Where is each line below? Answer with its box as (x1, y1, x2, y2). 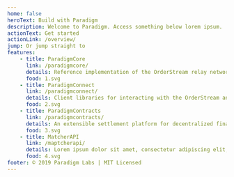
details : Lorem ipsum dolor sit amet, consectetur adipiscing (25, 146, 210, 153)
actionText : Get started (7, 29, 79, 37)
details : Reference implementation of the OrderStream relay (25, 68, 208, 75)
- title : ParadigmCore (19, 56, 86, 63)
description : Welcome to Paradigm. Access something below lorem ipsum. (7, 23, 223, 30)
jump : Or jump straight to (7, 43, 86, 49)
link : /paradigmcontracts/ (25, 114, 104, 121)
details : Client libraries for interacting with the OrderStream (25, 95, 219, 102)
